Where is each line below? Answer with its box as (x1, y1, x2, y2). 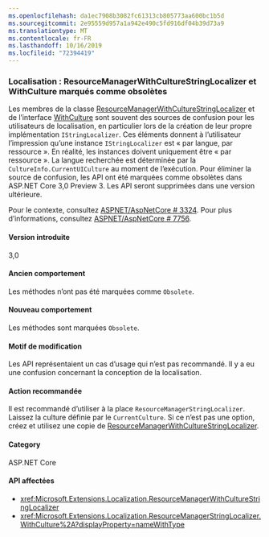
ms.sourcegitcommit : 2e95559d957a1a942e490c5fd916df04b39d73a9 (8, 19, 225, 27)
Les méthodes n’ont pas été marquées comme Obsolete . (8, 287, 194, 296)
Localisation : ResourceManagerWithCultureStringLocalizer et (8, 76, 257, 87)
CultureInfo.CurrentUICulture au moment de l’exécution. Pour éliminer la (8, 164, 251, 174)
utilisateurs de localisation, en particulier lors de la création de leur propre (8, 122, 253, 131)
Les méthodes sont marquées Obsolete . (8, 323, 140, 333)
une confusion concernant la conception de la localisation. (8, 368, 202, 378)
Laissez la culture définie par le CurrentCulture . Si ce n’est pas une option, (8, 412, 255, 423)
